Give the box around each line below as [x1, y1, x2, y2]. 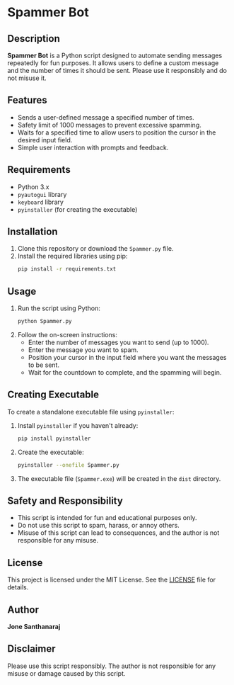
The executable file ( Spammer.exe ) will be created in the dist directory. [17, 474, 221, 482]
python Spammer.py [17, 318, 72, 325]
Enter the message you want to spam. [28, 346, 139, 354]
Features [7, 94, 47, 106]
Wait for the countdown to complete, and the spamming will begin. [28, 368, 222, 376]
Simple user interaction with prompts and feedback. [17, 143, 169, 152]
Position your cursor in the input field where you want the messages [28, 353, 227, 361]
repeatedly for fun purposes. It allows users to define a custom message [7, 59, 219, 67]
